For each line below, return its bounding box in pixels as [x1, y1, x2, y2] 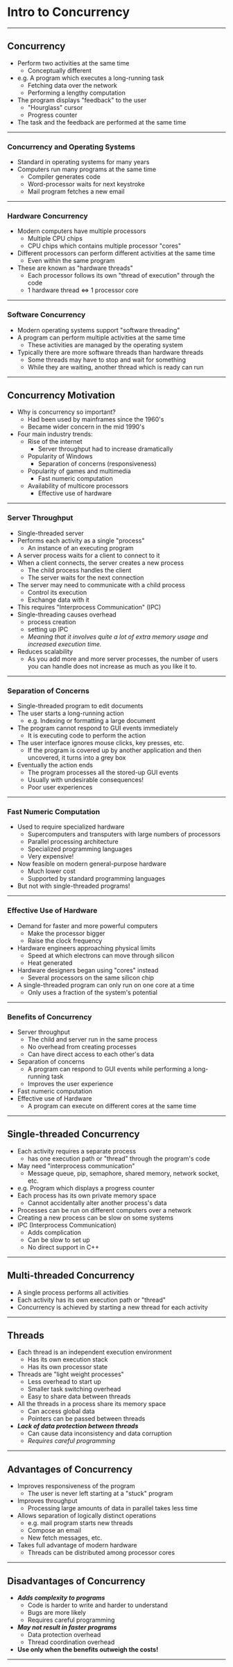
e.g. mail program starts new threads [27, 1519, 133, 1527]
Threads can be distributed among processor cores [27, 1549, 175, 1557]
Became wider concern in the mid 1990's [27, 422, 145, 431]
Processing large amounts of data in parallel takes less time [27, 1504, 198, 1513]
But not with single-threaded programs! [17, 882, 130, 891]
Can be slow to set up [27, 1236, 90, 1244]
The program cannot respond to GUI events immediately [17, 724, 178, 733]
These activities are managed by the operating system [27, 340, 184, 349]
